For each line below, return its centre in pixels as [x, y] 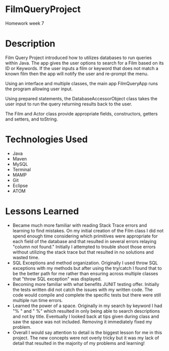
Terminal [22, 169]
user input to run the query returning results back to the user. [69, 104]
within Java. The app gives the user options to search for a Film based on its [84, 63]
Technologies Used [47, 139]
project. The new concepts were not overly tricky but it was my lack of [86, 338]
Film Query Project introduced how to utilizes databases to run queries [79, 57]
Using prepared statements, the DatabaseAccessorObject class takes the [81, 98]
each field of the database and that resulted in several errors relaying [84, 241]
